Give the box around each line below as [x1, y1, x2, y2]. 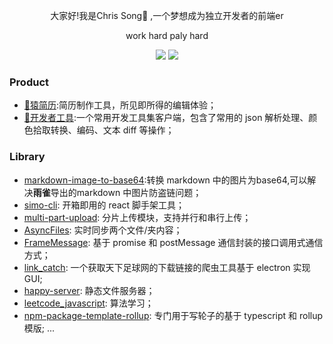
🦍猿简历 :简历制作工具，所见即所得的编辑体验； [23, 99, 217, 111]
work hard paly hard [125, 30, 209, 41]
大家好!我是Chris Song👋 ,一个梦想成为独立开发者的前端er [50, 10, 284, 21]
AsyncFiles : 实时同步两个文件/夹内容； [23, 224, 183, 236]
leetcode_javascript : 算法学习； [23, 297, 154, 309]
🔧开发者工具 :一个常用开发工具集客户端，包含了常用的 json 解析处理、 [23, 112, 309, 124]
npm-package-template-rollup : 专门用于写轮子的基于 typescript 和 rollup [23, 309, 324, 321]
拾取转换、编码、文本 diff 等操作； [32, 124, 175, 136]
